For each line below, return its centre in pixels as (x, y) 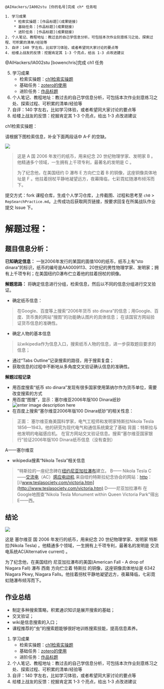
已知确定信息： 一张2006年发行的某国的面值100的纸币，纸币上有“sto (74, 261)
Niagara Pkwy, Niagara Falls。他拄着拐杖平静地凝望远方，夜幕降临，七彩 (78, 574)
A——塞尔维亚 (20, 450)
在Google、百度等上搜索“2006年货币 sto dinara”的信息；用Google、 (86, 311)
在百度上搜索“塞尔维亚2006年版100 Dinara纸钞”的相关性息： (73, 411)
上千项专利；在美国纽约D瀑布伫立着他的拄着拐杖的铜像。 (66, 274)
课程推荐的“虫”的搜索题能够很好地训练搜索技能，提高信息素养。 (76, 628)
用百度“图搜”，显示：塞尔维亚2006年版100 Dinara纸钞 (66, 400)
